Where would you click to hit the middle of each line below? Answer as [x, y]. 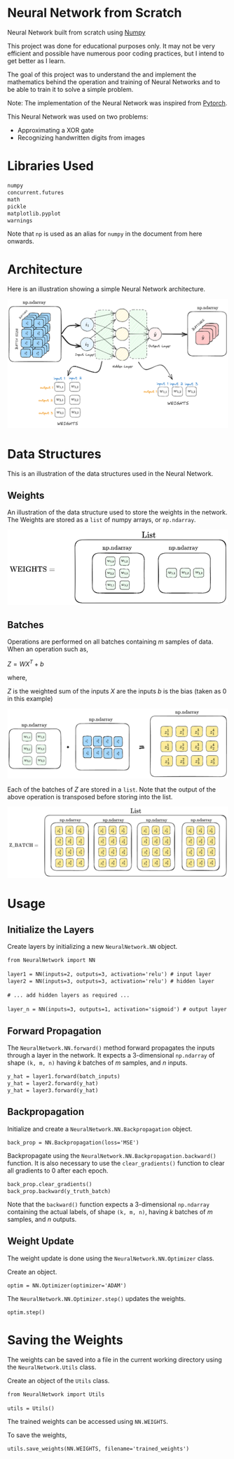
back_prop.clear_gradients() [50, 1184]
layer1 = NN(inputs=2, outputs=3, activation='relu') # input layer [109, 974]
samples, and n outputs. [42, 1219]
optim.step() [26, 1312]
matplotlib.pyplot [34, 213]
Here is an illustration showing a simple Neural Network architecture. [106, 288]
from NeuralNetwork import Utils [56, 1394]
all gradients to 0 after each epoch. [58, 1171]
